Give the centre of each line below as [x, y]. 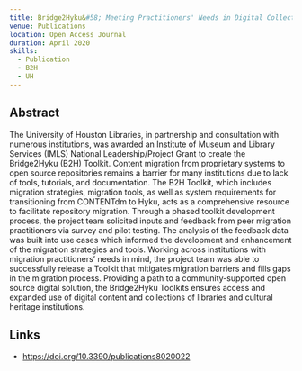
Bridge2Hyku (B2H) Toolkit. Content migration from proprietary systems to [147, 163]
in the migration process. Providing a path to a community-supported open [147, 278]
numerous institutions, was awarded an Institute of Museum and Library [142, 144]
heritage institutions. [47, 306]
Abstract [35, 113]
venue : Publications [48, 26]
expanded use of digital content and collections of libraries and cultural [141, 297]
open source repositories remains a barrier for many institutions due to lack [149, 173]
